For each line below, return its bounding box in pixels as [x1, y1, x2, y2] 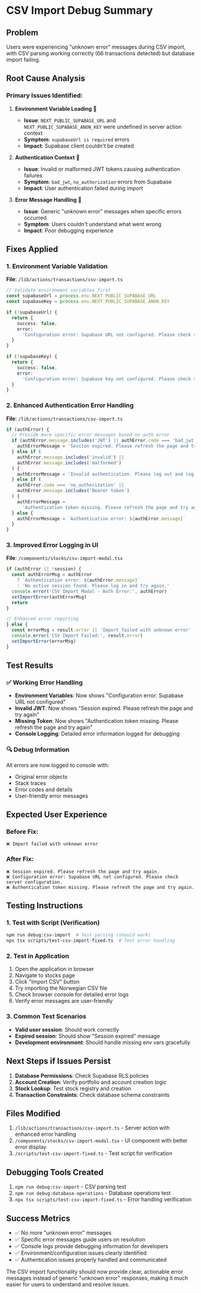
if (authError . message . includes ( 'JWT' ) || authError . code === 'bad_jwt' [11, 438, 197, 444]
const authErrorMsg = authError [11, 572, 93, 578]
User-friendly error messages [14, 792, 89, 799]
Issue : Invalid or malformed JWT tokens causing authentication [23, 165, 181, 173]
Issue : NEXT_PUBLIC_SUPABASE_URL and [23, 116, 116, 123]
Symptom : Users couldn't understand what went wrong [23, 220, 162, 228]
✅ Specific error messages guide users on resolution [14, 1235, 145, 1243]
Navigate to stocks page [14, 972, 75, 979]
